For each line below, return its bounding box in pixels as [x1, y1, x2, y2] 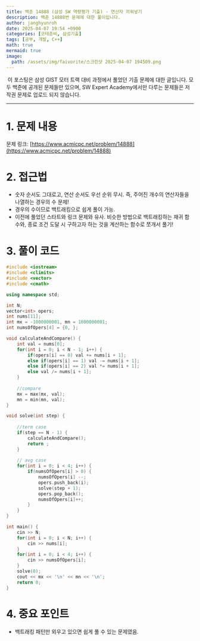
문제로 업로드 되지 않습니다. [17, 91, 82, 98]
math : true [6, 42, 33, 48]
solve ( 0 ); [17, 569, 42, 575]
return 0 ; [17, 579, 42, 585]
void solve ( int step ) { [6, 413, 65, 419]
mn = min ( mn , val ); [17, 396, 65, 402]
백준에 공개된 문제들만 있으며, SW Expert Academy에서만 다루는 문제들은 [12, 83, 184, 90]
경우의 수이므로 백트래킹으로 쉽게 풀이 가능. [14, 206, 115, 213]
